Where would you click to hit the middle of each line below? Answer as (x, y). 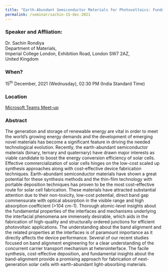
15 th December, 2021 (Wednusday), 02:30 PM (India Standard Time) (75, 83)
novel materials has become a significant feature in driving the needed (78, 142)
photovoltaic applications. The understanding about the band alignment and (83, 227)
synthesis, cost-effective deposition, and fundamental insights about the (80, 254)
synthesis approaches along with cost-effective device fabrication (73, 169)
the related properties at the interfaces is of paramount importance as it (79, 232)
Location (16, 97)
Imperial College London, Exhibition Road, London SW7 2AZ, (67, 54)
